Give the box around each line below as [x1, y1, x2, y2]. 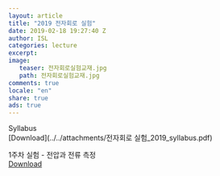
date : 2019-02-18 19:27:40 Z [8, 27, 106, 35]
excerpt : [8, 49, 38, 57]
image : [8, 57, 31, 65]
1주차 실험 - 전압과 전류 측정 [8, 150, 97, 160]
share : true [8, 94, 48, 102]
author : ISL [8, 34, 48, 43]
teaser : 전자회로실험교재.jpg [19, 64, 107, 72]
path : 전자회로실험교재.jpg [19, 72, 100, 80]
